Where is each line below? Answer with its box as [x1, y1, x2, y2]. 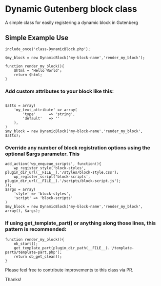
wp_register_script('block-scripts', [14, 174, 91, 179]
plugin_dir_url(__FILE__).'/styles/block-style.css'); [5, 170, 119, 175]
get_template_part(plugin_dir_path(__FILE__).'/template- [14, 245, 134, 250]
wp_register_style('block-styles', [14, 166, 86, 171]
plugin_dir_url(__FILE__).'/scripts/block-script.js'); [5, 179, 121, 184]
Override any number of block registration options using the [5, 144, 150, 151]
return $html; [14, 72, 42, 77]
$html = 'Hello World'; [14, 68, 62, 73]
